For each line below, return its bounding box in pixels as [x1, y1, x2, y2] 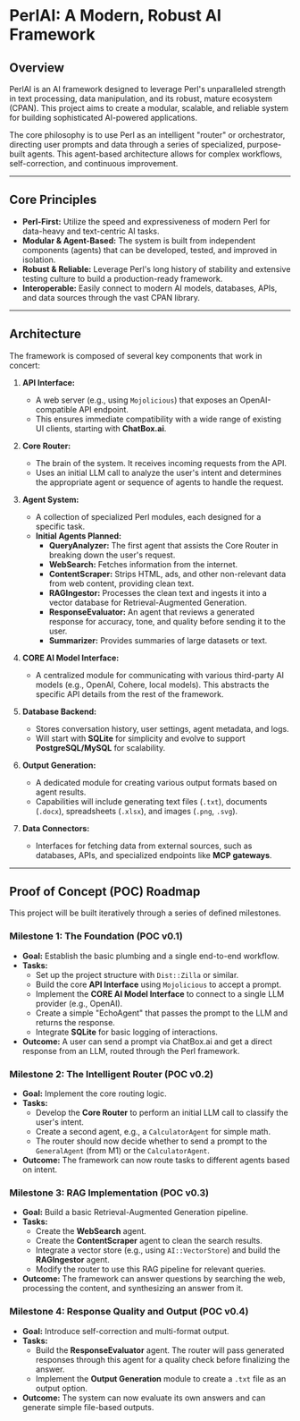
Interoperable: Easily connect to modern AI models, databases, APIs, [21, 283, 278, 294]
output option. [35, 1383, 87, 1393]
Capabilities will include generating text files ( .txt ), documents [35, 796, 268, 806]
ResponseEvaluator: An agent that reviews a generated [48, 606, 255, 617]
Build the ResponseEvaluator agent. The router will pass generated [35, 1344, 285, 1356]
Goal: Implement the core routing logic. [21, 1088, 167, 1099]
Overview [9, 60, 65, 75]
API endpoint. [79, 404, 129, 414]
